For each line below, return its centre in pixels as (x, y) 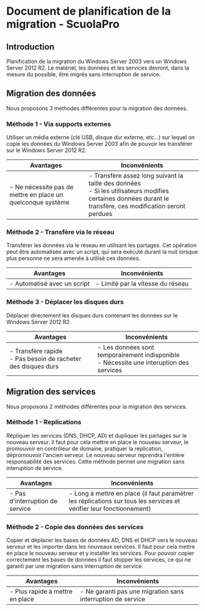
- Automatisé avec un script (50, 284)
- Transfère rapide (36, 351)
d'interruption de (34, 501)
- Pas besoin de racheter (45, 358)
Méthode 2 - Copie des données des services (75, 527)
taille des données (115, 183)
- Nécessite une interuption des (143, 363)
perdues (100, 214)
